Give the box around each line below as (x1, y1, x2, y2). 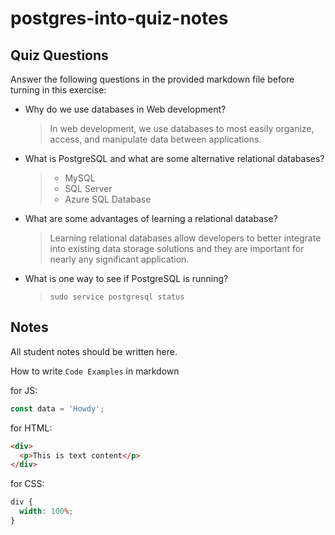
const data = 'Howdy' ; (10, 403, 105, 414)
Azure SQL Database (64, 193, 152, 205)
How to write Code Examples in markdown (10, 365, 180, 377)
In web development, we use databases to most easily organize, (49, 123, 315, 134)
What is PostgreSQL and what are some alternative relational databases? (24, 153, 325, 164)
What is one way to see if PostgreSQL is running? (24, 273, 229, 284)
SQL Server (64, 183, 113, 194)
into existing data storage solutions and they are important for (49, 243, 305, 254)
